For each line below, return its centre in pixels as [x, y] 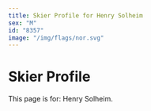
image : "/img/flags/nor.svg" [56, 38]
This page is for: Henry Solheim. [60, 99]
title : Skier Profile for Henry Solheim [76, 15]
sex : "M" [23, 23]
